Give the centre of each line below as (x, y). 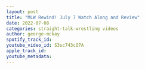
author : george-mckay (33, 34)
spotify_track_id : (29, 40)
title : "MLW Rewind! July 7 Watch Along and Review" (73, 17)
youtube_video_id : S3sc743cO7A (45, 46)
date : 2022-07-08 (28, 23)
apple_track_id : (26, 51)
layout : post (22, 12)
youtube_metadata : (29, 56)
